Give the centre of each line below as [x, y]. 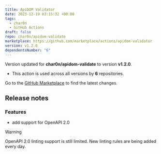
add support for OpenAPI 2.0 [41, 122]
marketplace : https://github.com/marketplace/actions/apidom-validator [79, 41]
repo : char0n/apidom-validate [36, 37]
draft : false [18, 32]
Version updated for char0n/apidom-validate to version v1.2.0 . [68, 64]
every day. [15, 147]
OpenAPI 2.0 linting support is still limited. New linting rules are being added [81, 141]
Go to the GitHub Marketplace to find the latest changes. [61, 83]
